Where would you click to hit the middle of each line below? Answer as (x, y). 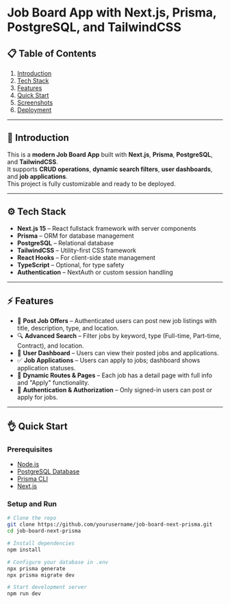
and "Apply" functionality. (53, 383)
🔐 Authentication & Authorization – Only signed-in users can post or (114, 390)
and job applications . (38, 176)
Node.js (28, 465)
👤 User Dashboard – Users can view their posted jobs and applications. (118, 353)
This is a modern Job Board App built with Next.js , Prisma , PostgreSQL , (110, 154)
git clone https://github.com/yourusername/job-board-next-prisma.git (110, 525)
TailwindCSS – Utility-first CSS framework (77, 250)
